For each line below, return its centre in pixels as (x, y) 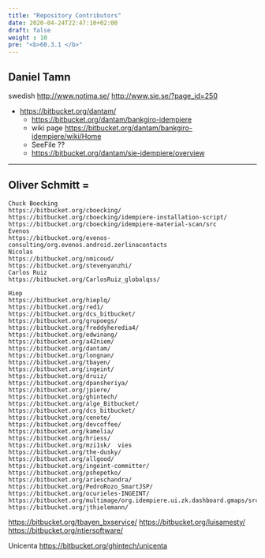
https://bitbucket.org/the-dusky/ (65, 452)
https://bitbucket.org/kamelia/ (61, 431)
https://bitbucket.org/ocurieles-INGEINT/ (79, 493)
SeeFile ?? (48, 144)
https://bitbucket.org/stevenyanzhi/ (70, 265)
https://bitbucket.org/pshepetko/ (65, 473)
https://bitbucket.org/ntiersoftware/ (66, 530)
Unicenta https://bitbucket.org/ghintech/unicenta (88, 545)
